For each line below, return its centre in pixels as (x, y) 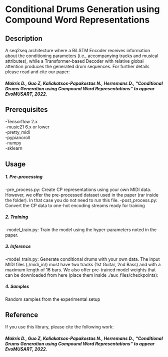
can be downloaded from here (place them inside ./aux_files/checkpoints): (82, 275)
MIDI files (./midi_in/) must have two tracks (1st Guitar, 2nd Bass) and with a (83, 264)
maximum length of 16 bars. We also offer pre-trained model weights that (80, 270)
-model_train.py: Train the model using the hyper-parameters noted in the (81, 230)
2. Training (17, 217)
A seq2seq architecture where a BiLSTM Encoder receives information (78, 50)
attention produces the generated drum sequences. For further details (77, 66)
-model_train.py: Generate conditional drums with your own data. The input (82, 259)
